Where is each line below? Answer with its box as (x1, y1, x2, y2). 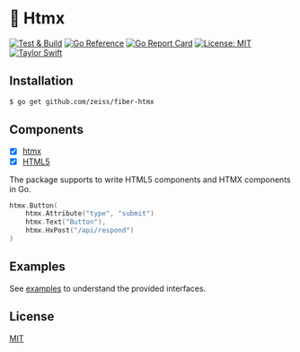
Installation (9, 74, 74, 89)
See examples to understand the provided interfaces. (9, 283, 207, 294)
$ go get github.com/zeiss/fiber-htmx (9, 97, 154, 106)
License (9, 309, 55, 324)
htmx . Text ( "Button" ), (25, 217, 106, 227)
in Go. (9, 183, 31, 194)
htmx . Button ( (9, 201, 58, 210)
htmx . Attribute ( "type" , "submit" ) (25, 209, 154, 218)
